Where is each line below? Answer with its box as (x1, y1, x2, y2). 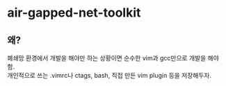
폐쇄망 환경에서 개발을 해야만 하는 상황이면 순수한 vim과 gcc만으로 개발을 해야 (7, 54, 219, 62)
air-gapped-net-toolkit (7, 5, 141, 21)
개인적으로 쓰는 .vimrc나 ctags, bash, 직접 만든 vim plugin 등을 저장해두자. (7, 71, 212, 79)
